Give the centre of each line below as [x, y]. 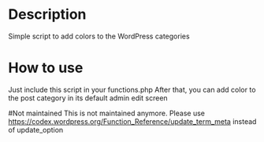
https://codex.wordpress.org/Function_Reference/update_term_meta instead [132, 121]
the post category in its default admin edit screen [88, 98]
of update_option [36, 129]
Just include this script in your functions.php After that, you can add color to [132, 89]
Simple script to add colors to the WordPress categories [99, 36]
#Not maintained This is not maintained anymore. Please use [106, 113]
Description [47, 15]
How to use [46, 68]
